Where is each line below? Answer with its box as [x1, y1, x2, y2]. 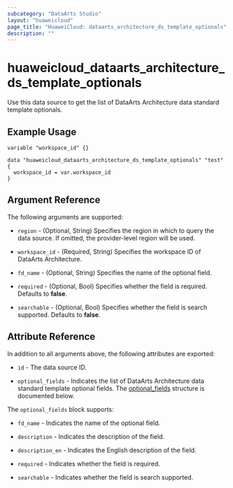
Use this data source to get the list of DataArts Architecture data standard [7, 98, 220, 107]
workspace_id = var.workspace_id [13, 169, 111, 176]
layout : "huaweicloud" [7, 17, 73, 24]
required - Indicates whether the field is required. [17, 459, 160, 468]
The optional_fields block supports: [7, 405, 114, 414]
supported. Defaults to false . [17, 310, 101, 319]
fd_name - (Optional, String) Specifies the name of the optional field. [17, 268, 212, 277]
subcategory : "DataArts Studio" [7, 10, 101, 18]
